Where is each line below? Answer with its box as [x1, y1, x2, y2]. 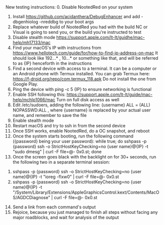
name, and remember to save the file [12, 112, 87, 118]
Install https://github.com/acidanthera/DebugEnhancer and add [12, 14, 141, 19]
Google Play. [12, 81, 39, 87]
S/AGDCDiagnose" [12, 195, 50, 200]
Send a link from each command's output [12, 204, 96, 210]
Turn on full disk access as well [56, 97, 120, 102]
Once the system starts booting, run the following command [12, 133, 134, 139]
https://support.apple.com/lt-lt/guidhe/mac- [56, 34, 145, 40]
